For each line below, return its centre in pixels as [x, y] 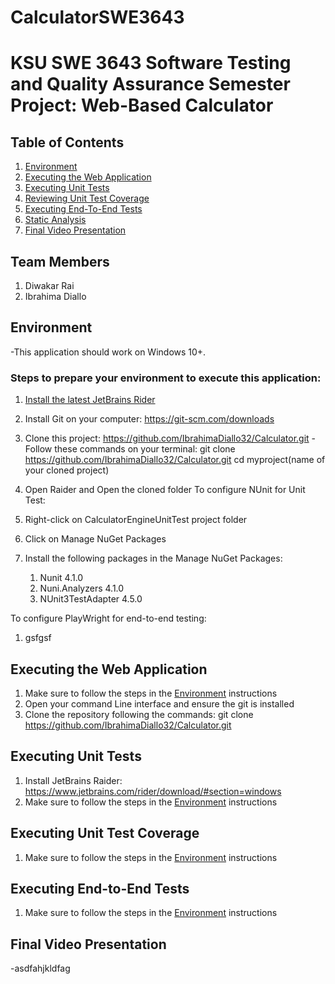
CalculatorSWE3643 [97, 17]
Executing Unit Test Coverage [105, 833]
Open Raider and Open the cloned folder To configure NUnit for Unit [165, 490]
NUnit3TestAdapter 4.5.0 [91, 599]
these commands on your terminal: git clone [145, 449]
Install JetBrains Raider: [73, 780]
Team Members [60, 261]
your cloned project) [67, 470]
